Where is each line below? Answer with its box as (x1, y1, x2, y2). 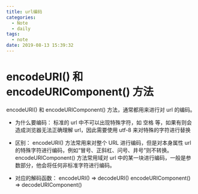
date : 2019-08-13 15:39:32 (6, 43, 74, 49)
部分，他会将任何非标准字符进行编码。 (20, 162, 115, 169)
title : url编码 (6, 8, 43, 15)
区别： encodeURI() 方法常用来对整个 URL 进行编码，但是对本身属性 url (14, 139, 191, 146)
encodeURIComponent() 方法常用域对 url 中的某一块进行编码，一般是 (14, 154, 186, 161)
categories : (6, 14, 36, 20)
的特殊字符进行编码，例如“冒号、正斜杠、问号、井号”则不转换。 (14, 147, 173, 154)
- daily (11, 25, 31, 32)
